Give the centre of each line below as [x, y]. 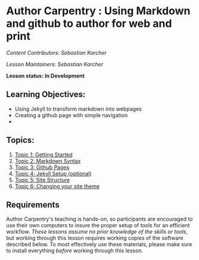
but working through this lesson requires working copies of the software [95, 238]
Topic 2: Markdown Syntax [48, 161]
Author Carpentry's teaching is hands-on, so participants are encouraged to [99, 219]
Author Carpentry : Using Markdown [98, 11]
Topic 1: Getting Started [43, 154]
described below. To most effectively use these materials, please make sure [99, 245]
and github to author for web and [89, 24]
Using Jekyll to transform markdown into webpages [78, 109]
